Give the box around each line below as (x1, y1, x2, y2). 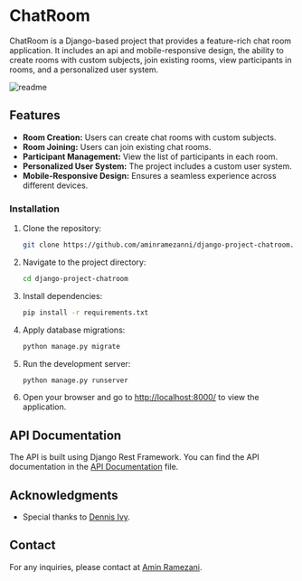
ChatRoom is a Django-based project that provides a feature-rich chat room (9, 35, 292, 46)
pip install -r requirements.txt (22, 308, 149, 317)
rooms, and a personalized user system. (9, 64, 159, 75)
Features (9, 108, 61, 123)
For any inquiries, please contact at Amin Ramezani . (9, 561, 203, 572)
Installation (9, 202, 61, 215)
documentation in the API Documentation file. (9, 462, 179, 473)
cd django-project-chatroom (22, 274, 128, 283)
